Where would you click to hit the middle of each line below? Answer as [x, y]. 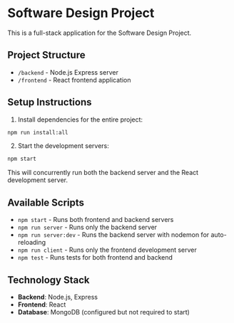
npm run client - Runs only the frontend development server [107, 250]
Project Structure [46, 55]
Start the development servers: [63, 146]
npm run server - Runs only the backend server [87, 227]
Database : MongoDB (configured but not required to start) [104, 312]
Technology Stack [49, 280]
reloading [32, 243]
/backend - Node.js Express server [68, 72]
